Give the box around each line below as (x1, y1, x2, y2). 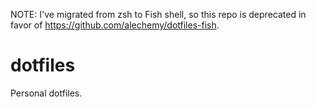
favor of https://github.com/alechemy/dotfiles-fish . (10, 19, 220, 31)
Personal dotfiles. (10, 87, 83, 99)
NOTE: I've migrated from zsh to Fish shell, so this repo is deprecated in (10, 9, 307, 20)
